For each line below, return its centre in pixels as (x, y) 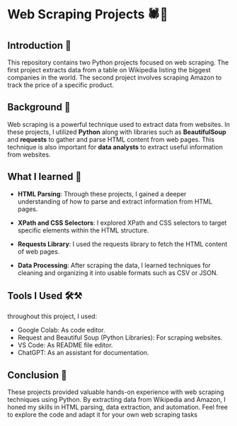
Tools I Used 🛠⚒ (45, 296)
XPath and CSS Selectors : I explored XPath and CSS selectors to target (122, 223)
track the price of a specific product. (61, 85)
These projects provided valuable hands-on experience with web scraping (116, 392)
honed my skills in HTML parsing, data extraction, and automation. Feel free (118, 407)
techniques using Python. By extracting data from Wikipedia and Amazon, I (117, 400)
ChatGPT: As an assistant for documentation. (83, 353)
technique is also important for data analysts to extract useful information (115, 147)
